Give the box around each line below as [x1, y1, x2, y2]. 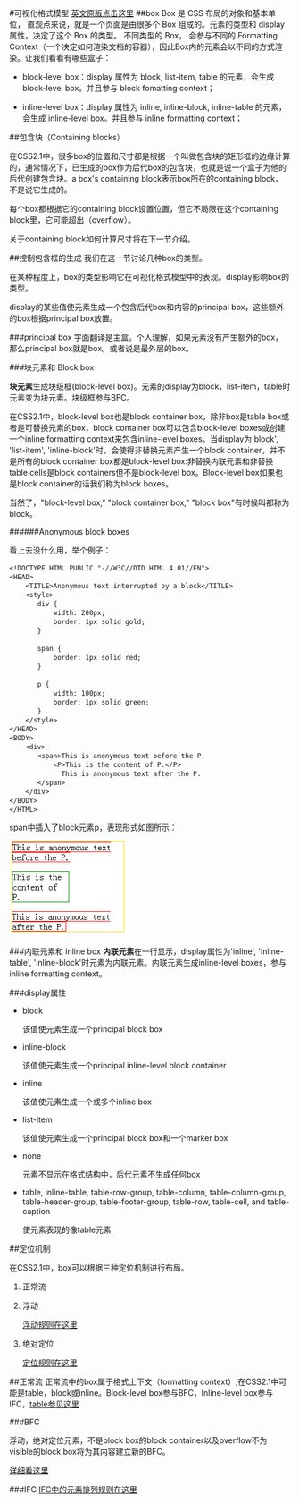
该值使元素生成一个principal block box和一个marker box [21, 1133, 228, 1143]
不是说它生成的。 [9, 184, 72, 195]
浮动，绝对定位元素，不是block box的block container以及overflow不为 [9, 1435, 268, 1446]
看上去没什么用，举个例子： [9, 545, 112, 555]
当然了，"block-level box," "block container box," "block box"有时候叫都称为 [9, 497, 290, 508]
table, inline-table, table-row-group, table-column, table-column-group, [21, 1187, 287, 1197]
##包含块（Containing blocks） [9, 132, 125, 142]
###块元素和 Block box [9, 362, 95, 373]
